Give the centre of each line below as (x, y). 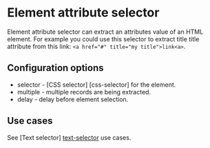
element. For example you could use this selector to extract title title (103, 39)
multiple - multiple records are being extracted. (84, 92)
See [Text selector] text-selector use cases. (69, 137)
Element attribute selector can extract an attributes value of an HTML (105, 32)
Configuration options (56, 68)
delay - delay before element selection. (73, 99)
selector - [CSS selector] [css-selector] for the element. (96, 85)
